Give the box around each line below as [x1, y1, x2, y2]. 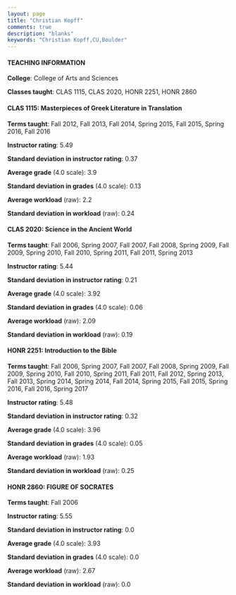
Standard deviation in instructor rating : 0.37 [7, 154, 138, 163]
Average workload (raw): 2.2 [7, 195, 92, 204]
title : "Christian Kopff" [7, 17, 83, 24]
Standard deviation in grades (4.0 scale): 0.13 [7, 181, 142, 190]
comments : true [7, 23, 52, 30]
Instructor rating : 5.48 [7, 398, 73, 406]
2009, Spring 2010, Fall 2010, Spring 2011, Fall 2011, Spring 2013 [7, 248, 194, 257]
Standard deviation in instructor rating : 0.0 [7, 526, 135, 534]
